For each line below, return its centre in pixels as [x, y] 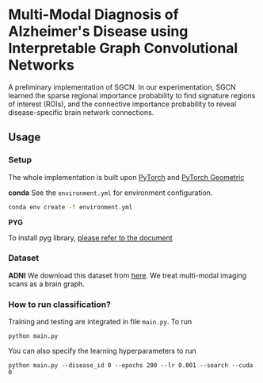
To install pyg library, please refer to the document [90, 237]
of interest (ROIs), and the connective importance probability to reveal [122, 104]
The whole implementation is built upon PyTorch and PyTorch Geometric [126, 177]
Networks [42, 65]
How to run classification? [59, 304]
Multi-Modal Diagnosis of [94, 15]
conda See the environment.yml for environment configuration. [111, 193]
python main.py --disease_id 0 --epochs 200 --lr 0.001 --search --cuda [131, 366]
